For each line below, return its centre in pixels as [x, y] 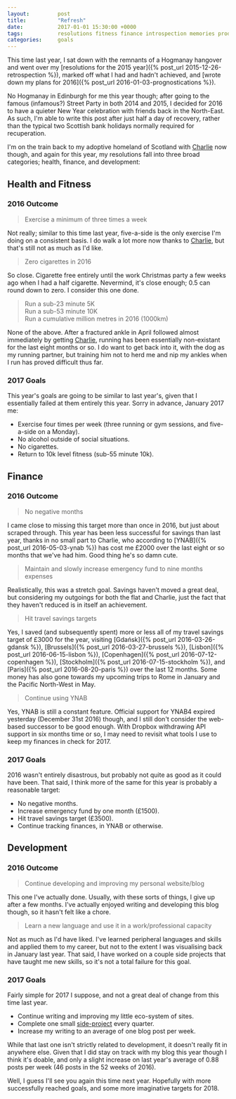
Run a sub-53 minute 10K [61, 311]
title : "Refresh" [47, 20]
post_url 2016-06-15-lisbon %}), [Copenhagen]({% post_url [93, 654]
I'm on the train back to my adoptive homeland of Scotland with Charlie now [117, 147]
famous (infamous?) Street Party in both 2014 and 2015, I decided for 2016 [115, 103]
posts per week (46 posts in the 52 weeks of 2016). [82, 1067]
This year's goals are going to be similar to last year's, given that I [103, 396]
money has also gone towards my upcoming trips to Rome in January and [114, 676]
